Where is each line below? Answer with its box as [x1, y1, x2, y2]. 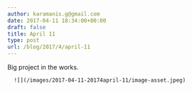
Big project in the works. [7, 63, 79, 71]
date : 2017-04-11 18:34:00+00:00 [7, 17, 107, 24]
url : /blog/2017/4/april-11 [7, 43, 91, 50]
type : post [7, 37, 40, 44]
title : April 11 [7, 30, 55, 38]
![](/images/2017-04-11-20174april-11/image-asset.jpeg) [14, 77, 186, 84]
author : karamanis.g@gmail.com [7, 10, 100, 18]
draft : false [7, 23, 46, 31]
